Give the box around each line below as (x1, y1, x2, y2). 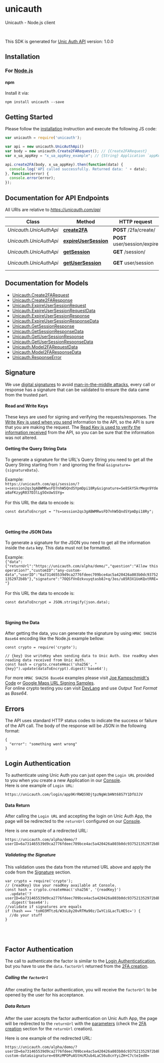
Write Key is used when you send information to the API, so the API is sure (5, 419, 155, 425)
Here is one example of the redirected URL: (5, 1035, 92, 1041)
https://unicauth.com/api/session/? (5, 481, 80, 486)
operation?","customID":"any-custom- (5, 568, 82, 573)
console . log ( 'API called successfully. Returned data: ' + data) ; (9, 167, 147, 171)
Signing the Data (5, 619, 40, 625)
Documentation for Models (5, 279, 89, 288)
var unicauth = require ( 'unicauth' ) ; (5, 135, 82, 140)
